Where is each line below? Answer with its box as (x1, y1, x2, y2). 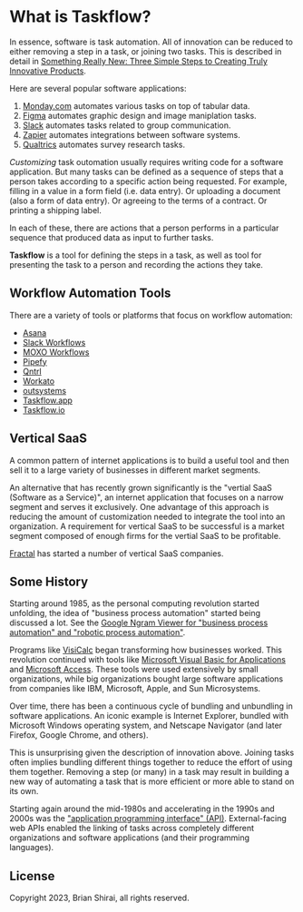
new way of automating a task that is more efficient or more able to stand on (9, 776, 295, 787)
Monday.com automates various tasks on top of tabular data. (22, 100, 250, 111)
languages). (9, 842, 54, 853)
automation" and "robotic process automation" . (9, 627, 186, 638)
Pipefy (22, 356, 47, 367)
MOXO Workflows (22, 347, 90, 358)
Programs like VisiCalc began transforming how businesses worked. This (9, 644, 283, 655)
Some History (9, 574, 89, 589)
